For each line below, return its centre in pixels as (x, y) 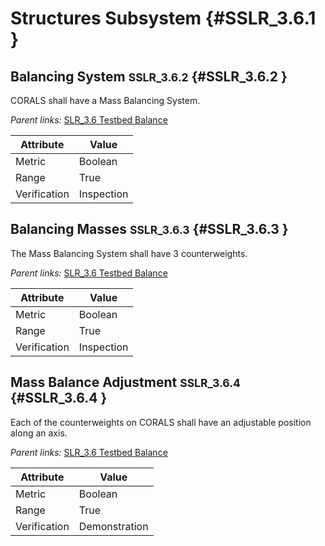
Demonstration (113, 526)
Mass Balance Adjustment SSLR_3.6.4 (125, 382)
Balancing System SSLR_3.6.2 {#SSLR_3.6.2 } (149, 76)
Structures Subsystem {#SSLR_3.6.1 (163, 18)
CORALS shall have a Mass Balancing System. (105, 100)
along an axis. (39, 433)
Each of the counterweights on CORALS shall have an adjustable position (161, 422)
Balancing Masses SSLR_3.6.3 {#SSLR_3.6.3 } (149, 229)
